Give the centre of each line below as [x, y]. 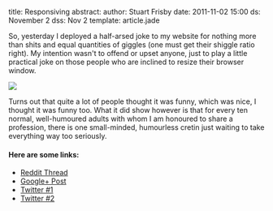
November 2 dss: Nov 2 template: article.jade [84, 20]
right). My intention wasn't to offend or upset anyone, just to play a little [128, 53]
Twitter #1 [37, 190]
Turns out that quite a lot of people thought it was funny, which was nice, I [132, 101]
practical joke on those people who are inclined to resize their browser [126, 62]
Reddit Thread [44, 173]
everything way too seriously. [58, 136]
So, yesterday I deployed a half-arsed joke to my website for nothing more [132, 36]
